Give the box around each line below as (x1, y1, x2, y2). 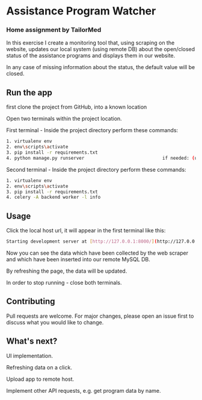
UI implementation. (6, 352, 53, 359)
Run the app (6, 87, 52, 97)
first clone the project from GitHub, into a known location (6, 103, 147, 111)
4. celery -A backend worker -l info (6, 194, 101, 201)
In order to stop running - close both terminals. (6, 279, 122, 286)
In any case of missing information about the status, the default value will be (6, 64, 195, 71)
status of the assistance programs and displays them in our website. (6, 52, 176, 59)
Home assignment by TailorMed (6, 26, 102, 34)
